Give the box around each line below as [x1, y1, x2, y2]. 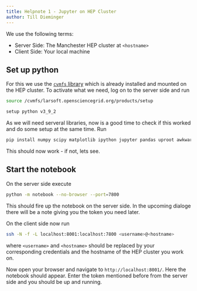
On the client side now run [6, 220, 70, 227]
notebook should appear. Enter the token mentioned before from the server [6, 272, 188, 279]
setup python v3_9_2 [6, 109, 57, 115]
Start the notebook [6, 165, 76, 175]
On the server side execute [6, 180, 72, 187]
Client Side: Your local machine [14, 48, 90, 55]
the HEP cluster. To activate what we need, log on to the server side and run [6, 86, 190, 94]
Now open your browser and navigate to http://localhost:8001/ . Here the [6, 266, 186, 273]
